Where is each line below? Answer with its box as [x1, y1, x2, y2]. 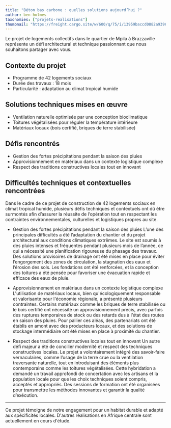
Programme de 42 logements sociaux [12, 75, 92, 81]
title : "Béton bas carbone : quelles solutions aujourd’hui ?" [5, 7, 142, 13]
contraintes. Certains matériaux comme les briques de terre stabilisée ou [12, 301, 165, 307]
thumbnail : [5, 21, 28, 27]
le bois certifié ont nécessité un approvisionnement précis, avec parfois [12, 306, 163, 312]
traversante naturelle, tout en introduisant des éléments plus [12, 360, 139, 366]
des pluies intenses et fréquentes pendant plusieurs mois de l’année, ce [12, 243, 164, 249]
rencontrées [5, 186, 45, 195]
